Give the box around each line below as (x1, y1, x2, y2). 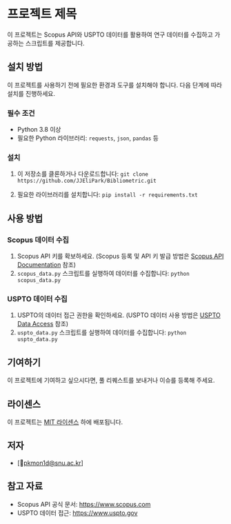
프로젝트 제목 (7, 6, 77, 22)
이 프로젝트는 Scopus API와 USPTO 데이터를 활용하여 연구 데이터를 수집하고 (7, 30, 214, 39)
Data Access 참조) (17, 320, 69, 328)
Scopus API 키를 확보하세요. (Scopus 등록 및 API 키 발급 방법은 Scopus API (17, 252, 224, 261)
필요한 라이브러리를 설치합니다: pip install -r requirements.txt (17, 190, 198, 199)
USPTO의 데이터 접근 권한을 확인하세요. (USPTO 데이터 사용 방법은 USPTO (17, 311, 221, 319)
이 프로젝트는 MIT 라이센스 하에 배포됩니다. (7, 418, 123, 426)
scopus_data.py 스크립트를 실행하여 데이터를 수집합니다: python (17, 270, 190, 278)
